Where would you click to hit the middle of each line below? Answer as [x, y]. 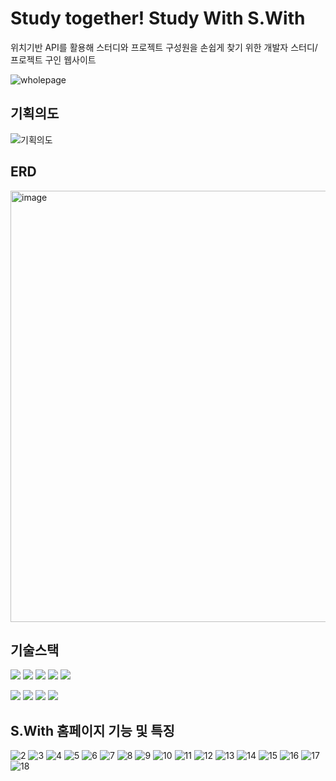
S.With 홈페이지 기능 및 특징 [92, 730]
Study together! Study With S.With [158, 18]
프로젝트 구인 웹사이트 [53, 59]
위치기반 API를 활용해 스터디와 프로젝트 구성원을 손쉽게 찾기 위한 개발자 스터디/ [164, 47]
